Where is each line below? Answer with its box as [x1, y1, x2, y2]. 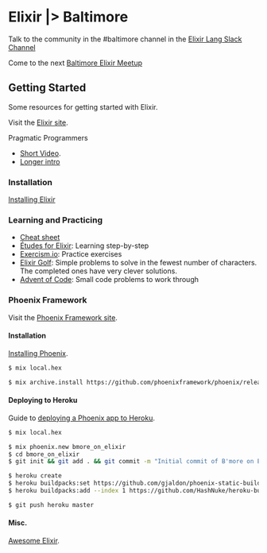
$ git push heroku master [8, 501, 94, 509]
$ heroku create [8, 472, 62, 480]
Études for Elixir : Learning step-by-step [19, 241, 149, 250]
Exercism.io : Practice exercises [19, 249, 122, 259]
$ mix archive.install [8, 378, 83, 386]
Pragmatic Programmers [8, 133, 89, 142]
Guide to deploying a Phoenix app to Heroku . [8, 413, 155, 423]
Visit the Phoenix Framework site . [8, 312, 118, 322]
